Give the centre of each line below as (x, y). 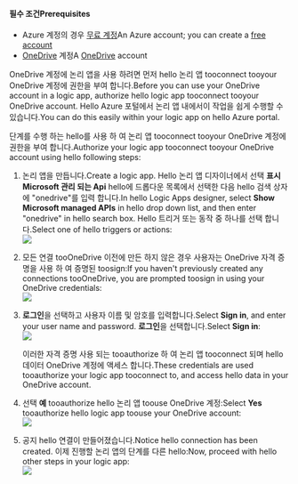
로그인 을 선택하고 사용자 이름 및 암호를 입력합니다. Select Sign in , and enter (154, 315)
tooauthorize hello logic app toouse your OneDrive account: (132, 413)
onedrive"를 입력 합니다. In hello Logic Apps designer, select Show (155, 198)
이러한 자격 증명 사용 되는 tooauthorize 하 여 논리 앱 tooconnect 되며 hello (153, 354)
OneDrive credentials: (62, 288)
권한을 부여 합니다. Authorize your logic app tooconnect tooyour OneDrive (141, 148)
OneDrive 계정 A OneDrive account (85, 56)
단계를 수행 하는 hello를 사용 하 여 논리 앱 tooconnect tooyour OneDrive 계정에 (148, 136)
